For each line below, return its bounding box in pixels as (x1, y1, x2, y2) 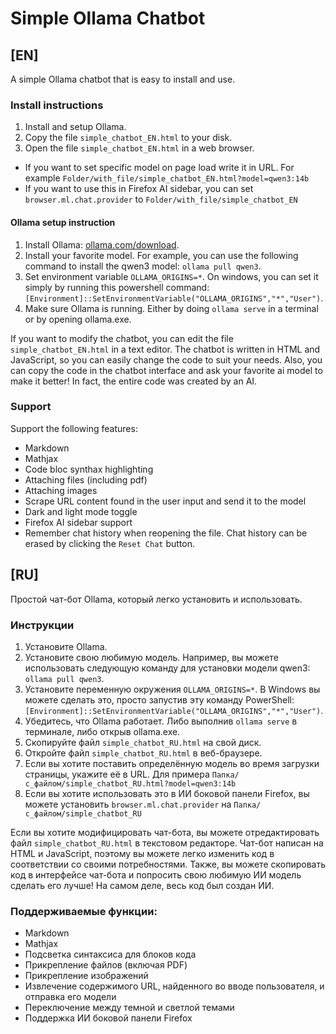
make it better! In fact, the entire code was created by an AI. (10, 375, 258, 387)
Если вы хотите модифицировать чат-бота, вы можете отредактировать (10, 826, 320, 838)
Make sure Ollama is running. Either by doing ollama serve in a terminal (24, 302, 319, 314)
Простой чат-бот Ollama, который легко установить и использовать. (10, 593, 303, 605)
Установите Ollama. (24, 640, 108, 652)
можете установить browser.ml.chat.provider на (24, 798, 232, 810)
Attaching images (24, 484, 98, 496)
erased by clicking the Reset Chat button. (24, 537, 195, 549)
